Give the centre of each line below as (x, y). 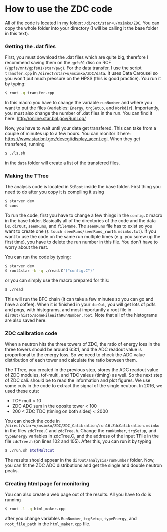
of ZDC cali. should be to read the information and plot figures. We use (78, 380)
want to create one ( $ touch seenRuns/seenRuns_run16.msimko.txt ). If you (81, 231)
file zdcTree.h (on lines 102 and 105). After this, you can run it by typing (78, 441)
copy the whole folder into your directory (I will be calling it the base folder (82, 28)
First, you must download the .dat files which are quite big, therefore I (77, 57)
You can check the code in (32, 421)
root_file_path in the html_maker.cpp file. (48, 524)
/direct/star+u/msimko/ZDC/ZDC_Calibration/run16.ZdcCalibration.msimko (82, 426)
